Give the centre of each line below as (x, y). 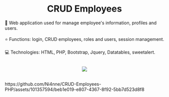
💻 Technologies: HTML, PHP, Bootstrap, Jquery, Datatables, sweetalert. (80, 52)
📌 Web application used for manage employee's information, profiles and (81, 23)
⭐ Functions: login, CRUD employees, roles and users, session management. (85, 39)
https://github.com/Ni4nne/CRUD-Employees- (53, 84)
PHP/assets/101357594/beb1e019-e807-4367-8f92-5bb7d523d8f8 (75, 89)
